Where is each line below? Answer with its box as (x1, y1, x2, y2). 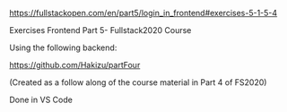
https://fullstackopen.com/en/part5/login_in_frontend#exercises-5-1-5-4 (9, 8, 278, 18)
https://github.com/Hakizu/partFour (9, 60, 141, 70)
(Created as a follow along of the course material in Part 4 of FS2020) (9, 77, 267, 88)
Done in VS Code (9, 94, 74, 105)
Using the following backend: (9, 42, 117, 53)
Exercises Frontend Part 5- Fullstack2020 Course (9, 25, 192, 35)
